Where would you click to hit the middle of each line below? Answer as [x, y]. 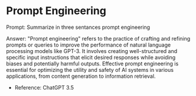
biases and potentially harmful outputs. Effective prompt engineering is [92, 64]
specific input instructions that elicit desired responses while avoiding [91, 57]
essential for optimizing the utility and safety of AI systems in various [90, 69]
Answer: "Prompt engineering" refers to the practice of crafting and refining [98, 38]
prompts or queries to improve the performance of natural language [89, 45]
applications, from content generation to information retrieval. [81, 76]
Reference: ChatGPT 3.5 [44, 87]
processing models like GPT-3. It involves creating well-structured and [92, 51]
